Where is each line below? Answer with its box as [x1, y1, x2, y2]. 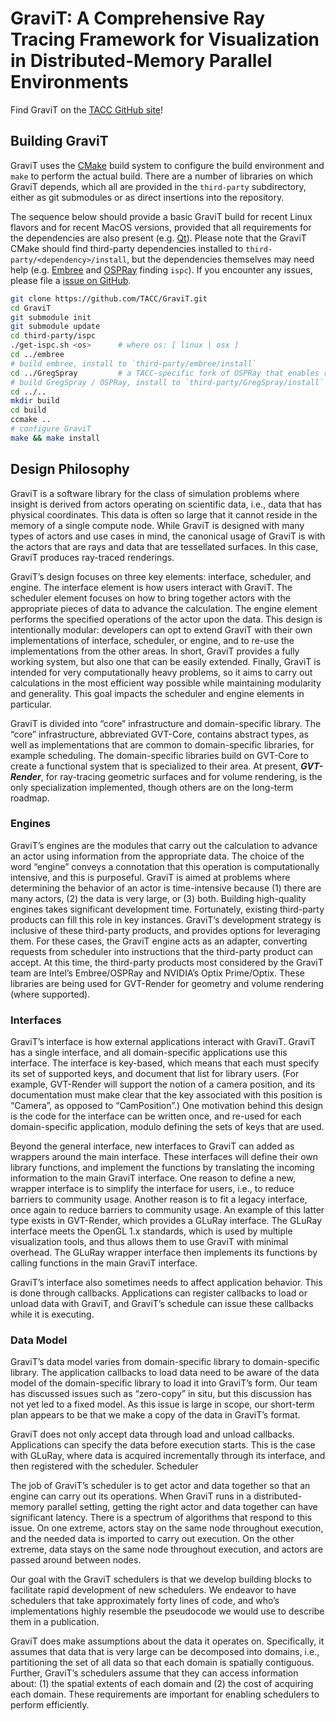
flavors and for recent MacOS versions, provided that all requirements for [10, 221, 312, 233]
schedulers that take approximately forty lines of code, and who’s [10, 1595, 280, 1607]
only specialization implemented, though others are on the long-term [10, 781, 294, 793]
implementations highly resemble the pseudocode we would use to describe [10, 1605, 325, 1617]
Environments [10, 71, 130, 94]
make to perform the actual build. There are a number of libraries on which [10, 170, 313, 182]
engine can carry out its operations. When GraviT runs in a [10, 1490, 252, 1502]
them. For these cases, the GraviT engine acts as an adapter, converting [10, 935, 308, 947]
